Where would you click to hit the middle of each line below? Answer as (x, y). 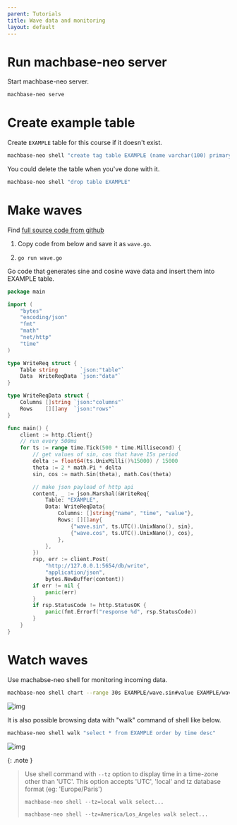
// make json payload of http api (83, 487)
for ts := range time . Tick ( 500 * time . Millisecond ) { (101, 448)
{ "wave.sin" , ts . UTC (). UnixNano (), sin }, (132, 526)
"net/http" (36, 337)
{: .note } (20, 760)
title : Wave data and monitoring (56, 21)
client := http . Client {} (56, 435)
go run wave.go (40, 258)
